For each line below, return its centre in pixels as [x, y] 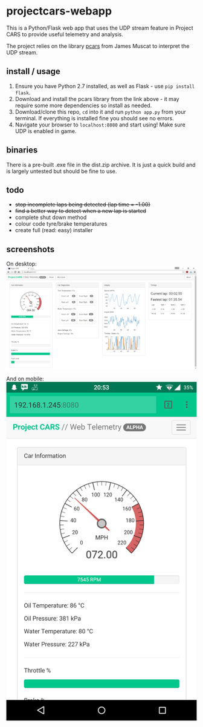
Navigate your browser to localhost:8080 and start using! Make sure [100, 125]
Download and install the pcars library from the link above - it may [97, 99]
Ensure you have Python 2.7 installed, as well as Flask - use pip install [105, 86]
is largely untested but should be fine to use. [62, 171]
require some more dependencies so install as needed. [83, 105]
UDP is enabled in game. [46, 131]
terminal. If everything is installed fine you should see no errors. [94, 118]
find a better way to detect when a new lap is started [81, 211]
